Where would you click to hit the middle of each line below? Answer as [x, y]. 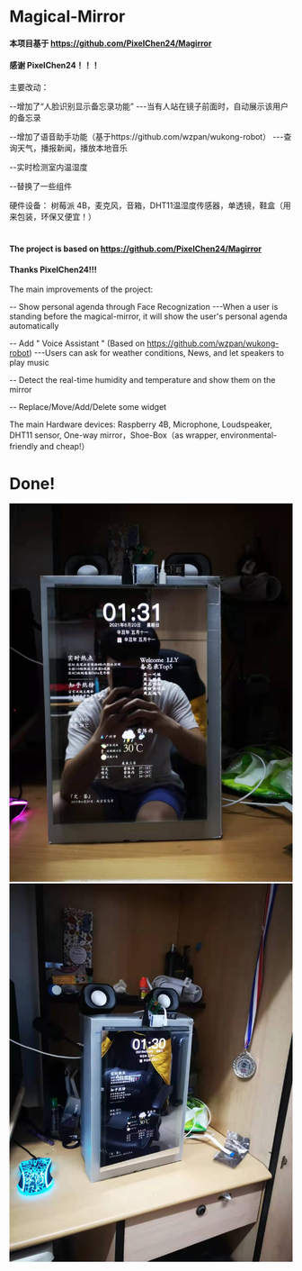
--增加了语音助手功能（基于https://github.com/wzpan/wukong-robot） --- [147, 136]
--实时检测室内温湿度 [49, 167]
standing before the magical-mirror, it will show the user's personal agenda [148, 316]
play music [29, 363]
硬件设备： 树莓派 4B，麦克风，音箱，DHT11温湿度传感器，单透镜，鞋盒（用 [151, 205]
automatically [34, 326]
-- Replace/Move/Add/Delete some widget [88, 407]
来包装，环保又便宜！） [53, 216]
